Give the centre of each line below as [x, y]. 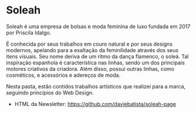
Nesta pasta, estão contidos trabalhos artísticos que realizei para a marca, [96, 86]
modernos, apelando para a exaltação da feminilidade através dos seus [92, 50]
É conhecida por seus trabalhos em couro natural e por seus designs [89, 44]
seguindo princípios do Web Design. [50, 93]
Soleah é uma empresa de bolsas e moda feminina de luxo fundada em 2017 [98, 26]
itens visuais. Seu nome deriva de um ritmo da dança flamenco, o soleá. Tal [97, 56]
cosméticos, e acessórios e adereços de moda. [63, 75]
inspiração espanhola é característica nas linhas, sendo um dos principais [95, 63]
